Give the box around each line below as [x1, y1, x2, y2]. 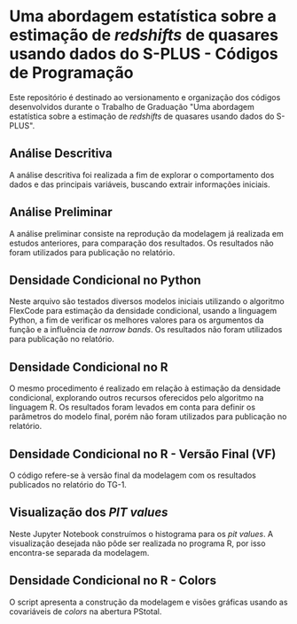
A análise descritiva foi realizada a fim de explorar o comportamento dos [9, 169, 275, 180]
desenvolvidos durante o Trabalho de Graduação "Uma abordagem [9, 101, 255, 112]
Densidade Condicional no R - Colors [9, 573, 217, 589]
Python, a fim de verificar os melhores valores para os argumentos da [9, 315, 264, 325]
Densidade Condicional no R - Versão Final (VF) [9, 446, 277, 462]
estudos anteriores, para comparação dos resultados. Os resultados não [9, 238, 274, 248]
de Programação [9, 63, 134, 83]
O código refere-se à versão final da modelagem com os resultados [9, 470, 257, 480]
